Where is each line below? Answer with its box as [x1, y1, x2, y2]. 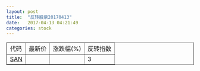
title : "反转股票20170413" [6, 14, 73, 20]
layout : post [6, 8, 39, 15]
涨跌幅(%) [52, 45, 82, 53]
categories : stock [6, 25, 52, 31]
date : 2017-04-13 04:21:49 [6, 20, 79, 25]
